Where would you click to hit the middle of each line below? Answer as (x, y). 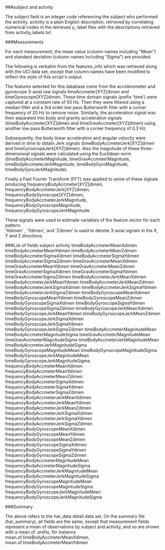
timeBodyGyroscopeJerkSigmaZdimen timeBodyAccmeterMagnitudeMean (81, 329)
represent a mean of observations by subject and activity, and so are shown (82, 527)
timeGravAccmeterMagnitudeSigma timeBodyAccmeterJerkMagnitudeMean (82, 340)
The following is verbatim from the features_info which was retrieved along (81, 66)
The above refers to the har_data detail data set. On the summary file (75, 516)
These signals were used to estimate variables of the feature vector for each (82, 220)
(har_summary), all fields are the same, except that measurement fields (77, 521)
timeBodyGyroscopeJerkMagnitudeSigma (48, 361)
